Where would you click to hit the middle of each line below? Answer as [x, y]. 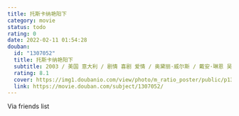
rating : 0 [22, 34]
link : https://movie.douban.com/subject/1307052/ [89, 86]
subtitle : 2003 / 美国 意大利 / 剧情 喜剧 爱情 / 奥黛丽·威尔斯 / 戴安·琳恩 [119, 66]
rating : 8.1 [32, 73]
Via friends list [28, 106]
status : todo [27, 27]
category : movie [31, 21]
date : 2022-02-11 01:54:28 [47, 40]
